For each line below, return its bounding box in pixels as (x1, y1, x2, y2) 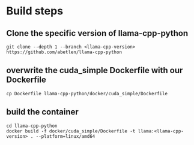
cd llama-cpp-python (6, 123, 58, 129)
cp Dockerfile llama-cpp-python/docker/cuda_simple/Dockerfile (6, 90, 168, 96)
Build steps (6, 4, 64, 18)
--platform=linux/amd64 (35, 133, 95, 139)
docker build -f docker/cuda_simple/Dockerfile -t (6, 128, 136, 134)
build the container (6, 107, 79, 117)
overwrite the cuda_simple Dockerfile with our (6, 65, 183, 75)
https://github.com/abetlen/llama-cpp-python (6, 49, 122, 55)
